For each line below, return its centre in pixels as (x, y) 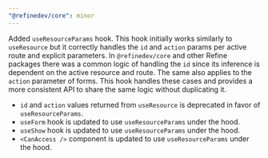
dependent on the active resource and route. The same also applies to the (130, 72)
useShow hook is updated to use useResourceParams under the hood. (130, 130)
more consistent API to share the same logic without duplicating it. (117, 89)
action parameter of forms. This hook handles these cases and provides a (131, 81)
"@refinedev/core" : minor (51, 16)
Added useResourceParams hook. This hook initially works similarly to (120, 38)
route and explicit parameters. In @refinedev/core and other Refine (118, 55)
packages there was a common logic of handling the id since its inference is (134, 64)
